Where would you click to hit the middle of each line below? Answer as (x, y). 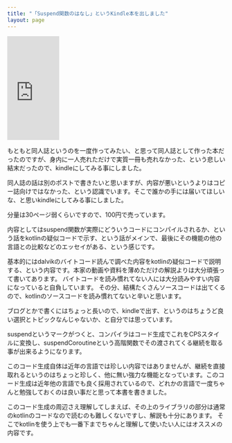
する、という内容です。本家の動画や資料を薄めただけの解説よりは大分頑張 (113, 270)
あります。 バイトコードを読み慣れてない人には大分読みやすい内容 (125, 278)
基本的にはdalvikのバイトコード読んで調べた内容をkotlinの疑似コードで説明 (114, 261)
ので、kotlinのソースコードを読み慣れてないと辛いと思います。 (96, 296)
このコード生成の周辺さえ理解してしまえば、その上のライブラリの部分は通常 (116, 406)
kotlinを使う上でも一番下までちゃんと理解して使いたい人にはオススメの (121, 424)
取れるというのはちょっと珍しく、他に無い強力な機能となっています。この (113, 374)
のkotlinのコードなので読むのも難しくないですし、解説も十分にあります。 (111, 415)
